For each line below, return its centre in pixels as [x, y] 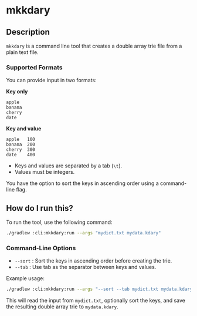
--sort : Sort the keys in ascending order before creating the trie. [93, 261]
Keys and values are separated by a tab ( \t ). [68, 166]
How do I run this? [40, 208]
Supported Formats [34, 67]
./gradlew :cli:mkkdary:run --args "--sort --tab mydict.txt [82, 289]
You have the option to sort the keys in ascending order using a [83, 183]
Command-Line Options [41, 248]
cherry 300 [21, 150]
